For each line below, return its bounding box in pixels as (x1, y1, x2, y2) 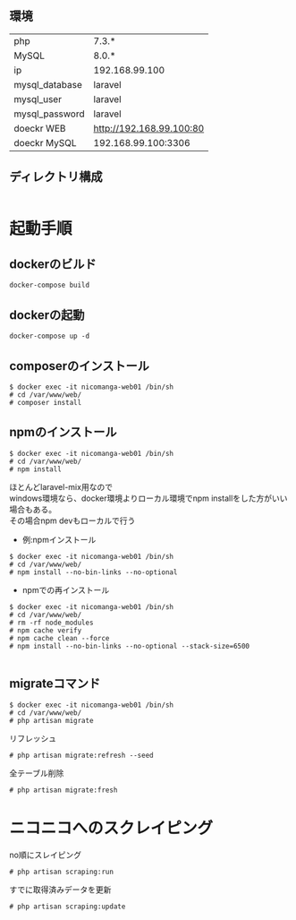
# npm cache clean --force (9, 633, 110, 642)
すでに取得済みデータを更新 (9, 884, 112, 895)
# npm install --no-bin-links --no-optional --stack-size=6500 (9, 641, 250, 650)
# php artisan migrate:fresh (9, 786, 118, 795)
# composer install (9, 399, 82, 408)
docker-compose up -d (9, 331, 90, 341)
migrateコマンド (9, 676, 101, 692)
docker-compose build (9, 280, 90, 290)
